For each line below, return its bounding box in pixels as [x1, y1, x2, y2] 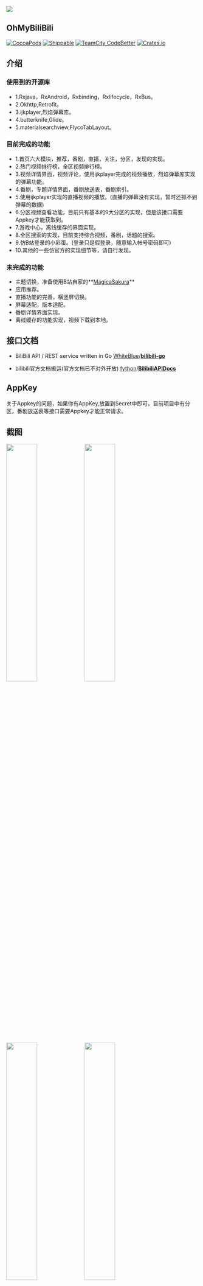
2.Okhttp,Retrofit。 [15, 100, 63, 108]
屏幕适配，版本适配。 [15, 301, 69, 309]
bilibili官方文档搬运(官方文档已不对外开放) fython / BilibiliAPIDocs [15, 365, 176, 372]
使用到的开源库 [6, 78, 50, 86]
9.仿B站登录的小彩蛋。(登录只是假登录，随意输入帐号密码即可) [15, 239, 171, 246]
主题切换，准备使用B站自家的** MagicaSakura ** [15, 278, 135, 285]
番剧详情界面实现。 [15, 309, 64, 316]
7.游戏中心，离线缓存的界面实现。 [15, 223, 100, 231]
